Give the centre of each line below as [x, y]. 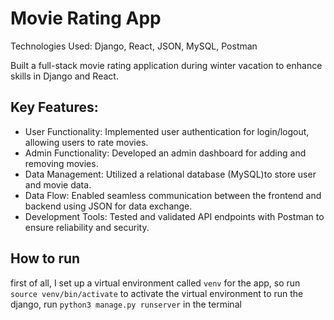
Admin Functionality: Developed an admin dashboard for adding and [165, 153]
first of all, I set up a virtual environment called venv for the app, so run [155, 283]
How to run [45, 258]
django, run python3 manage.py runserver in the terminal [126, 304]
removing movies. [61, 163]
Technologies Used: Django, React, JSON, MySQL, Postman [134, 46]
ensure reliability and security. [87, 227]
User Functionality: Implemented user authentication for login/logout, [167, 131]
